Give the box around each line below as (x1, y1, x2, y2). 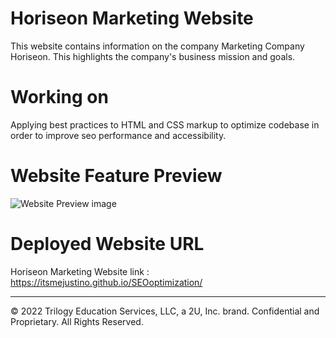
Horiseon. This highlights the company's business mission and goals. (10, 50, 296, 62)
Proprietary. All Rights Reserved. (10, 315, 144, 327)
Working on (10, 86, 109, 109)
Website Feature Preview (10, 165, 223, 187)
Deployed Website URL (10, 233, 205, 255)
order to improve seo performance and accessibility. (10, 129, 227, 141)
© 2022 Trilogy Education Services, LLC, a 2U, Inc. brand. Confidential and (10, 305, 320, 317)
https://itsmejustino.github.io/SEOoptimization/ (10, 276, 203, 288)
